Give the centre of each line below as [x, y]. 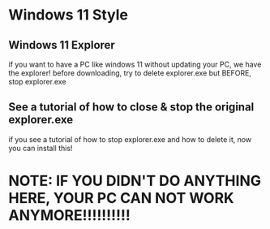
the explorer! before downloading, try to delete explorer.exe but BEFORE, [130, 73]
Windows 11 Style [68, 15]
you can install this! [41, 148]
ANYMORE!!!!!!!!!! [70, 215]
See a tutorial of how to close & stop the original [131, 107]
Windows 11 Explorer [62, 45]
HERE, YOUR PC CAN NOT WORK [121, 198]
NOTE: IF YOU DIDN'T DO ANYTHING [135, 181]
